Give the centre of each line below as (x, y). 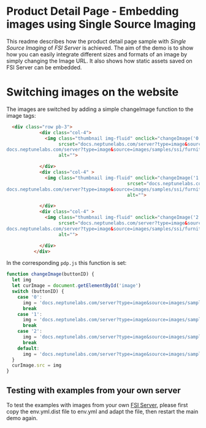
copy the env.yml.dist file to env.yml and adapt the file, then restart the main (102, 411)
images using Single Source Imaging (101, 24)
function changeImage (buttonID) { (51, 274)
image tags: (21, 115)
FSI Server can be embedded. (44, 67)
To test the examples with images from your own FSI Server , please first (97, 405)
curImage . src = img (37, 365)
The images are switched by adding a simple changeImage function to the (100, 109)
